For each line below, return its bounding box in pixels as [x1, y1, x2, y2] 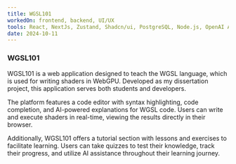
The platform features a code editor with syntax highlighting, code [7, 98, 199, 106]
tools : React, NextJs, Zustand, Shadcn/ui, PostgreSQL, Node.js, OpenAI [7, 23, 225, 30]
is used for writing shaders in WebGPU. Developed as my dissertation [7, 77, 209, 85]
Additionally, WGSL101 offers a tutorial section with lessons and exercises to [7, 134, 227, 142]
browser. [7, 120, 33, 129]
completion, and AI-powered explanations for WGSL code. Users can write [7, 105, 223, 113]
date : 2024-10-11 [7, 30, 58, 37]
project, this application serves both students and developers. [7, 84, 187, 92]
